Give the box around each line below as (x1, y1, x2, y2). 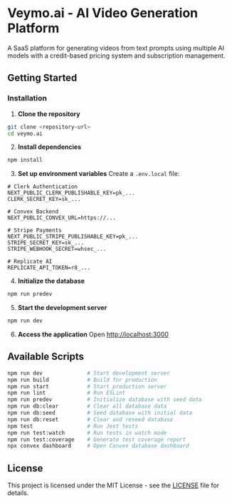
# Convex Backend (7, 208, 59, 215)
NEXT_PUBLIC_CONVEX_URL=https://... (7, 214, 116, 222)
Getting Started (7, 72, 78, 84)
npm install (7, 157, 43, 164)
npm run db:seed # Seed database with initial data (7, 410, 193, 417)
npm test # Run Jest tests (7, 422, 139, 430)
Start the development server (17, 304, 107, 312)
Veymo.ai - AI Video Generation (7, 5, 199, 21)
